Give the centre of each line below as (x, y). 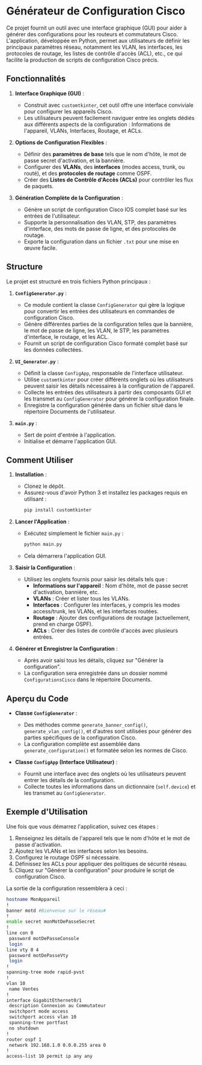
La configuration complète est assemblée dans (82, 744)
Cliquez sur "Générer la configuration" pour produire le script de (94, 870)
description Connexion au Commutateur (57, 1006)
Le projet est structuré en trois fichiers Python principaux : (78, 281)
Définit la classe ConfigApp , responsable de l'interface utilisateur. (104, 373)
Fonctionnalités (36, 79)
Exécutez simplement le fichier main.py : (74, 533)
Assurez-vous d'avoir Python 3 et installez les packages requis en (106, 493)
